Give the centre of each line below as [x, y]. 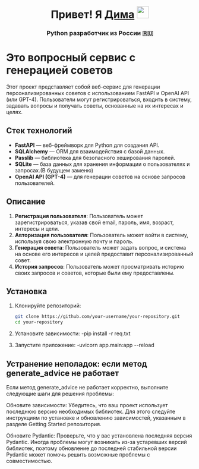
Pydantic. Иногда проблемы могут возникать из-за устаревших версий [97, 442]
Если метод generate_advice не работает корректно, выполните [87, 388]
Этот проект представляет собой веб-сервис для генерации [83, 87]
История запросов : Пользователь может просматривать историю [99, 266]
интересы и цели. [37, 228]
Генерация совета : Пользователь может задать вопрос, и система [100, 247]
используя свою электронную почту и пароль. [74, 241]
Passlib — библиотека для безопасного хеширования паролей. [95, 158]
